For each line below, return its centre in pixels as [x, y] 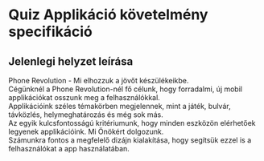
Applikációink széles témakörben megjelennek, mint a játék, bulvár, [120, 106]
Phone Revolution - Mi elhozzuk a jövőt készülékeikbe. [99, 80]
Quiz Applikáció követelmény [108, 15]
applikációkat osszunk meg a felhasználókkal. [85, 97]
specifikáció [50, 32]
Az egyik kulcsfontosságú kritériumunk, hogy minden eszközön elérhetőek [132, 123]
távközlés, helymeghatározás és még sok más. [86, 115]
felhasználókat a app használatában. [69, 149]
